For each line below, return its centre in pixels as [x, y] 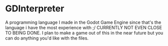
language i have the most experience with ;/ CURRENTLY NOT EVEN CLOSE [84, 27]
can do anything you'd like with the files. [47, 38]
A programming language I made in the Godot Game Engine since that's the [83, 22]
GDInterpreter [35, 9]
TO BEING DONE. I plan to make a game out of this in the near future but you [84, 33]
